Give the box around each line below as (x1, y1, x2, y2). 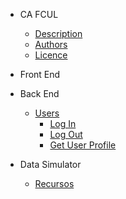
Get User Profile (49, 139, 117, 151)
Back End (19, 88, 60, 99)
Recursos (34, 178, 75, 189)
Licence (34, 49, 68, 61)
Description (34, 28, 83, 39)
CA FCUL (19, 9, 59, 20)
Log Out (49, 129, 83, 140)
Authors (34, 39, 68, 50)
